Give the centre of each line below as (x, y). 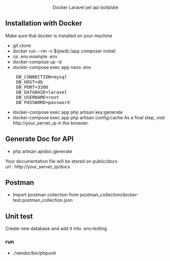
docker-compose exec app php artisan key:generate (68, 112)
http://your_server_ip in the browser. (51, 123)
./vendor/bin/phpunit (34, 253)
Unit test (19, 216)
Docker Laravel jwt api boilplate (86, 7)
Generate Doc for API (39, 139)
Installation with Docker (44, 23)
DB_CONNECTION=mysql (41, 77)
